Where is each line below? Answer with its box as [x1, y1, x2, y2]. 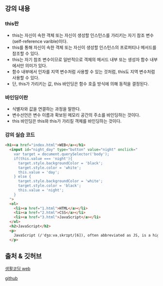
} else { [14, 174, 32, 179]
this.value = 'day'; [17, 170, 60, 175]
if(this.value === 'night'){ [14, 156, 73, 161]
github [5, 275, 18, 281]
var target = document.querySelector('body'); [14, 152, 110, 157]
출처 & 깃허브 [5, 252, 42, 260]
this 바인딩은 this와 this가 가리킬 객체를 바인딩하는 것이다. [12, 118, 122, 124]
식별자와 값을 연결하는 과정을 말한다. [12, 106, 81, 111]
